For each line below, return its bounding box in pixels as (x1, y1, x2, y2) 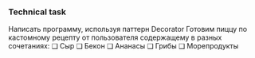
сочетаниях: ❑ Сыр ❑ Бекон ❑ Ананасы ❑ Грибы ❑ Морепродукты (8, 41, 239, 51)
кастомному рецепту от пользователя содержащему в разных (8, 33, 222, 42)
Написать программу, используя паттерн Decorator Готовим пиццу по (8, 25, 248, 34)
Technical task (8, 6, 66, 17)
